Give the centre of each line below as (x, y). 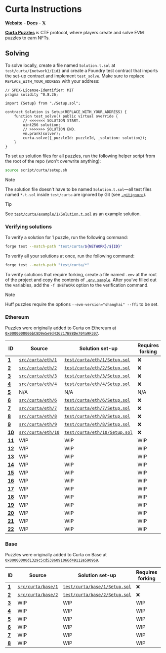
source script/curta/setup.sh (36, 170)
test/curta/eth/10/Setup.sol (98, 432)
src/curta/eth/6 (38, 400)
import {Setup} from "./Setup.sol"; (43, 103)
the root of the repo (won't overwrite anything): (53, 161)
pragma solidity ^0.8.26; (32, 94)
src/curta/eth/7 (38, 408)
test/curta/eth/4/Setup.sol (97, 384)
